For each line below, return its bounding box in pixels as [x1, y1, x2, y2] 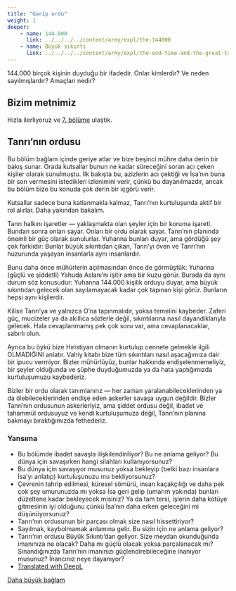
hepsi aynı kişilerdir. [7, 293, 65, 301]
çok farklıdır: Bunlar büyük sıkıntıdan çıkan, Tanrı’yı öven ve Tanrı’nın [7, 242, 206, 250]
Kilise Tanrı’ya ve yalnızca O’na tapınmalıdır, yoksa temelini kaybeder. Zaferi [7, 306, 226, 315]
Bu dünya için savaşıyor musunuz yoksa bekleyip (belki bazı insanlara [17, 464, 219, 473]
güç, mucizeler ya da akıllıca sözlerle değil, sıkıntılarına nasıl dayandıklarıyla [7, 314, 226, 323]
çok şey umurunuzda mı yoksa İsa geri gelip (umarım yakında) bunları [17, 487, 219, 495]
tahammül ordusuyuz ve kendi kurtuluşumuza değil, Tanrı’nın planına [7, 409, 206, 417]
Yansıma [7, 434, 38, 444]
